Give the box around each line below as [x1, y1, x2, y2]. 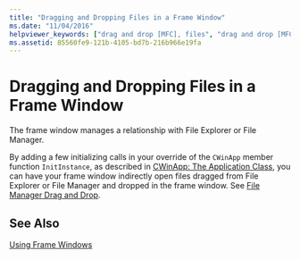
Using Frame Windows [9, 239, 93, 250]
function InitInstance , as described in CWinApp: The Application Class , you [9, 162, 291, 172]
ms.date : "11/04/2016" [9, 21, 94, 30]
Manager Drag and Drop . [9, 189, 101, 201]
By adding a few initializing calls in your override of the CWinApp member [9, 152, 274, 163]
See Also [9, 215, 60, 230]
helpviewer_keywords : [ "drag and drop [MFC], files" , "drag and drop [9, 29, 274, 38]
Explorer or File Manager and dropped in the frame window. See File [9, 180, 261, 191]
